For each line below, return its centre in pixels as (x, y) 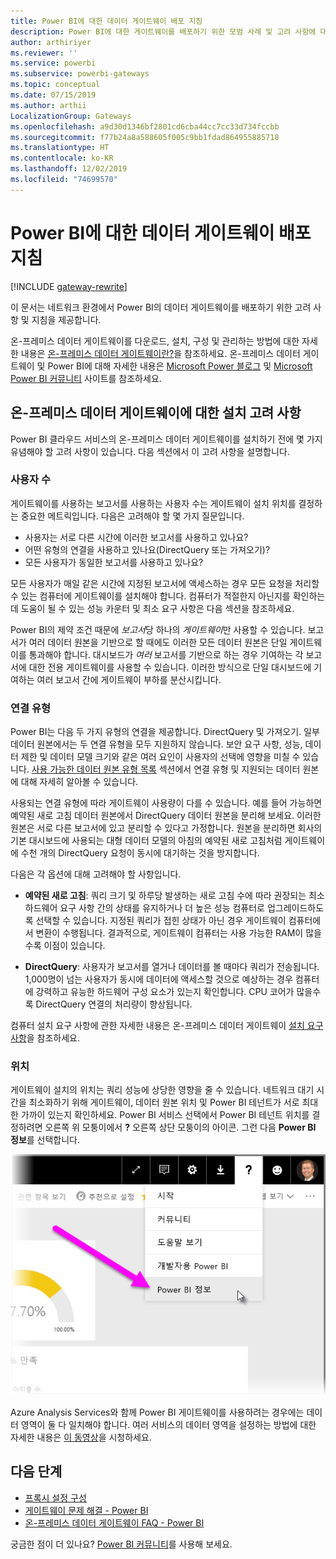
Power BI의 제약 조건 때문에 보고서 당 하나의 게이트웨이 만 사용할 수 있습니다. (158, 629)
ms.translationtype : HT (60, 148)
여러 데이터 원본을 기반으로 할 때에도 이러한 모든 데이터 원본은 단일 (158, 642)
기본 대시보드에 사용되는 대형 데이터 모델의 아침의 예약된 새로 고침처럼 (146, 841)
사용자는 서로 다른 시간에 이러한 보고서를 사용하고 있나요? (136, 537)
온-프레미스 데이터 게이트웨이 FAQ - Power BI (114, 1522)
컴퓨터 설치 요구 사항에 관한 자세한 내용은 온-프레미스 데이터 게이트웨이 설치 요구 (167, 1026)
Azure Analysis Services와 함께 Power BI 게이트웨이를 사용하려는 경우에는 (157, 1412)
